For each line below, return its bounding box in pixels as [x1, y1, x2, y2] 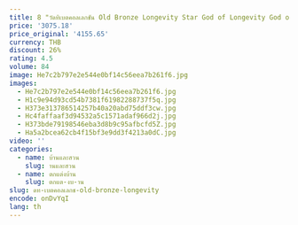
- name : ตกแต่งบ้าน [17, 169, 77, 178]
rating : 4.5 [9, 54, 53, 63]
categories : [9, 144, 53, 153]
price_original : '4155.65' [9, 29, 109, 38]
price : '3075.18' [9, 21, 74, 30]
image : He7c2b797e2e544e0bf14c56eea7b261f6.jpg [9, 71, 189, 80]
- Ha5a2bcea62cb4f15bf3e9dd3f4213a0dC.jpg [17, 128, 176, 137]
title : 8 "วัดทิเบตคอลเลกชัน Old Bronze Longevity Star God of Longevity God [9, 12, 282, 22]
